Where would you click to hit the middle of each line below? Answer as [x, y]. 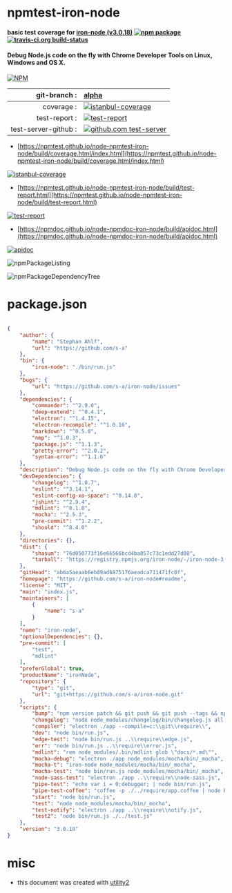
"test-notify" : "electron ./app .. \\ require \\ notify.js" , [117, 810]
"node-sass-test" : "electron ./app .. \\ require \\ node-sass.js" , [126, 778]
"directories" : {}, [48, 540]
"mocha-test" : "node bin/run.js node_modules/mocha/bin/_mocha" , [128, 772]
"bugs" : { [34, 380]
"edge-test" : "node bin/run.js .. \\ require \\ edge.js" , [113, 739]
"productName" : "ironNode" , [60, 675]
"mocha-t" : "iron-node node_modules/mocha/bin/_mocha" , [114, 765]
